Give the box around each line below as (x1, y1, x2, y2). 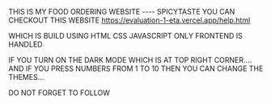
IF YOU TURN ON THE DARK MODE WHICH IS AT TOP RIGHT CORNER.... (8, 56, 252, 64)
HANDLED (8, 40, 43, 49)
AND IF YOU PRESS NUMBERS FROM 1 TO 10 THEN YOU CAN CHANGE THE (8, 64, 264, 73)
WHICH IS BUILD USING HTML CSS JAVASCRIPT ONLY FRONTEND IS (8, 31, 243, 40)
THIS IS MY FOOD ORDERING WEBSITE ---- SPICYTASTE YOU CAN (8, 7, 235, 16)
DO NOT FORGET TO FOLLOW (8, 88, 111, 98)
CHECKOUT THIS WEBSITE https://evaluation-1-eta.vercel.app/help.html (8, 15, 251, 25)
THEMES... (8, 73, 44, 81)
